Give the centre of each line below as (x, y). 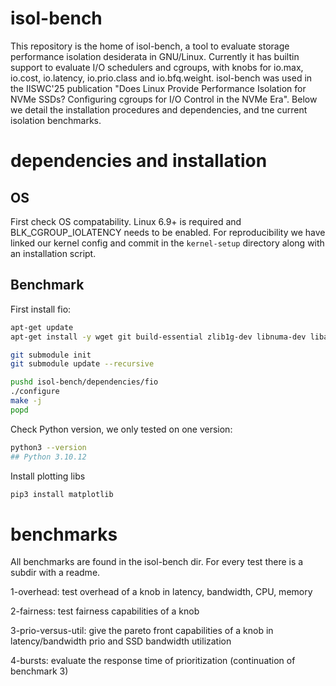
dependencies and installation (139, 161)
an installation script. (53, 253)
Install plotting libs (48, 476)
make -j (26, 401)
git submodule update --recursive (82, 364)
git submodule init (51, 355)
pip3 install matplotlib (62, 494)
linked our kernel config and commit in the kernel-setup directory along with (167, 243)
